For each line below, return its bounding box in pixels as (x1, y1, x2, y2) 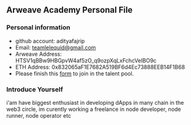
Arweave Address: (15, 50, 62, 58)
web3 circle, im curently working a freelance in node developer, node (6, 105, 182, 113)
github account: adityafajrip (15, 37, 85, 45)
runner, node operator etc (6, 112, 72, 119)
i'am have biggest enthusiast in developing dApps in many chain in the (6, 99, 184, 106)
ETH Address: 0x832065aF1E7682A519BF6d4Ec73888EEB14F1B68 (15, 63, 185, 70)
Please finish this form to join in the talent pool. (15, 70, 134, 77)
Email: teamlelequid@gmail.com (15, 44, 96, 51)
